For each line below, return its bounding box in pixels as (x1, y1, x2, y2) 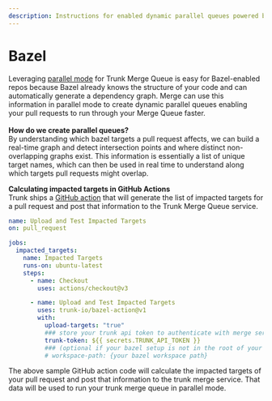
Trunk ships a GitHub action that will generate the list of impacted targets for (8, 192, 264, 203)
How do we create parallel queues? (8, 125, 130, 134)
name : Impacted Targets (23, 254, 104, 262)
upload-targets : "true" (44, 322, 125, 330)
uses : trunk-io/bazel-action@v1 (37, 306, 147, 314)
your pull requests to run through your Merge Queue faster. (8, 108, 206, 117)
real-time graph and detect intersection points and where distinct (8, 143, 226, 152)
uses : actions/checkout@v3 (37, 284, 129, 292)
